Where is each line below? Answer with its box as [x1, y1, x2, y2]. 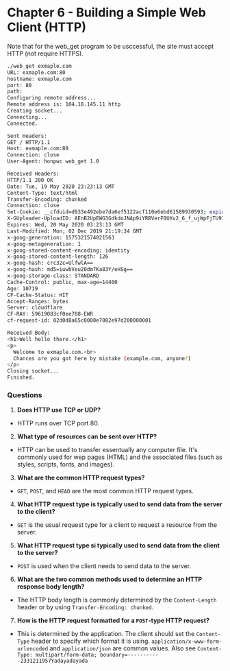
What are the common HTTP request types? [16, 473, 145, 482]
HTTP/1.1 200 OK [7, 176, 53, 183]
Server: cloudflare [7, 304, 63, 311]
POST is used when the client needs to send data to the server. [16, 562, 192, 570]
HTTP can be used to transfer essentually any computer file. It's [16, 446, 198, 454]
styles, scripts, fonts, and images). [16, 460, 115, 469]
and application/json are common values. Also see [49, 644, 196, 652]
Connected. [7, 120, 38, 127]
